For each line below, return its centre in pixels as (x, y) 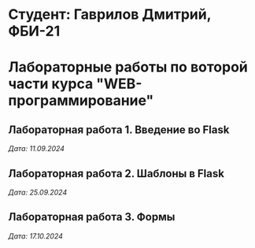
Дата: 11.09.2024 (37, 149)
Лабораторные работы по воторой (128, 67)
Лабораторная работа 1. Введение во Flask (119, 130)
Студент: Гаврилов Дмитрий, (109, 15)
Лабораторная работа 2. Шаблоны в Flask (116, 174)
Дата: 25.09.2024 (38, 192)
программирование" (81, 101)
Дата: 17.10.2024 (35, 236)
